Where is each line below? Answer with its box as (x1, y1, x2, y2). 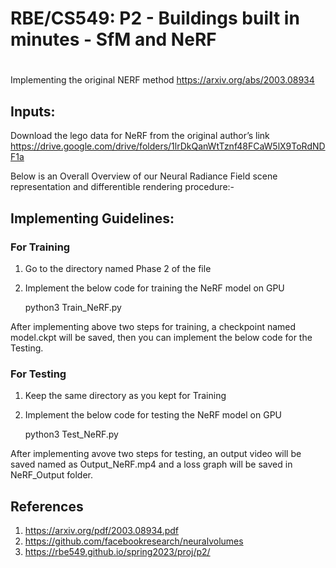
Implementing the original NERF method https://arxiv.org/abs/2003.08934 (10, 74, 315, 86)
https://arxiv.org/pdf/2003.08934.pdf (24, 524, 179, 536)
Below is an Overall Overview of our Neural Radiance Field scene (10, 170, 278, 182)
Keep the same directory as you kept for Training (24, 390, 227, 402)
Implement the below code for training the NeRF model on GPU (24, 282, 285, 294)
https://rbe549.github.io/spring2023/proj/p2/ (24, 545, 211, 557)
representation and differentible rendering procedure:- (10, 181, 235, 193)
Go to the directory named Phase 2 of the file (24, 262, 212, 274)
